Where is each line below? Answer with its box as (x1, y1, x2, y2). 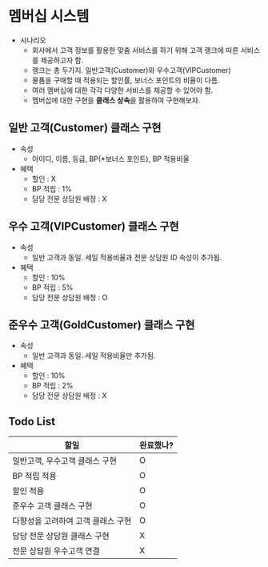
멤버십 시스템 (8, 7, 90, 26)
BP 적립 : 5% (31, 282, 74, 292)
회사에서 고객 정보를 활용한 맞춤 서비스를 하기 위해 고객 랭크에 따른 (31, 45, 239, 54)
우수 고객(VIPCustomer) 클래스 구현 (8, 219, 179, 233)
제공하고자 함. (40, 55, 84, 65)
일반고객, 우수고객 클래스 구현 (12, 456, 118, 467)
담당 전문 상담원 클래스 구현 (12, 530, 110, 541)
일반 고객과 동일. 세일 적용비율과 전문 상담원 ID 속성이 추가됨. (31, 252, 222, 262)
